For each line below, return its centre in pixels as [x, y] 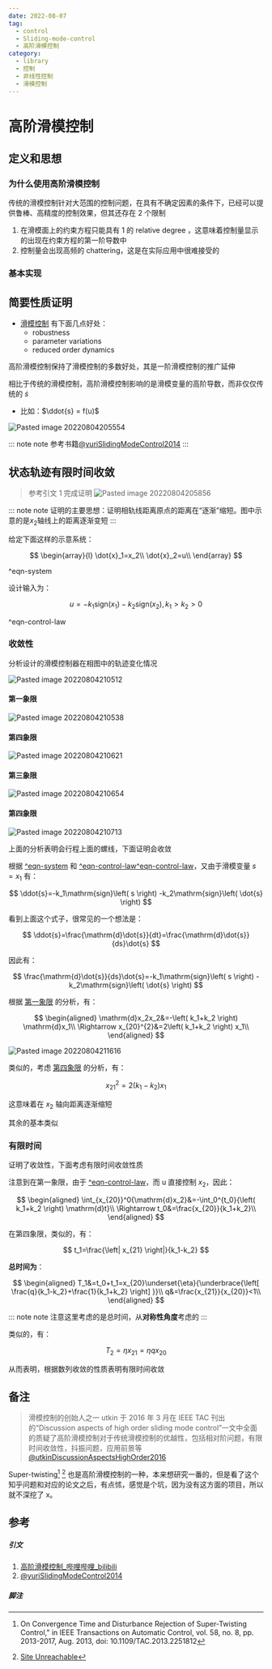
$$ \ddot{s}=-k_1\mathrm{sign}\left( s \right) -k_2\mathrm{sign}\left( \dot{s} [136, 893]
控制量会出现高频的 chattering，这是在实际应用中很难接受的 [120, 250]
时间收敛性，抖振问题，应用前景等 [85, 1449]
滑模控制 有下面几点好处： [64, 323]
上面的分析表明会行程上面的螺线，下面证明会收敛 [90, 849]
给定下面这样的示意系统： [51, 539]
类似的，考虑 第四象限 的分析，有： [67, 1068]
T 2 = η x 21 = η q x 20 [136, 1351]
